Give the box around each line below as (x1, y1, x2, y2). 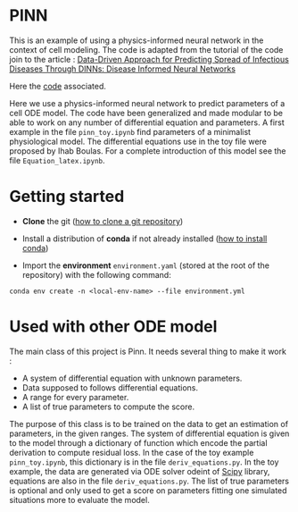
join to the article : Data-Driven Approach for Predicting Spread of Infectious (9, 54, 290, 64)
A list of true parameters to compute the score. (21, 401, 195, 412)
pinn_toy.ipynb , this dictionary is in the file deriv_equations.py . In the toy (9, 457, 279, 467)
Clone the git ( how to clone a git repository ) (21, 215, 184, 226)
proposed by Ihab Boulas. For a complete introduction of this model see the (9, 145, 287, 156)
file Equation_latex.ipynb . (9, 155, 105, 165)
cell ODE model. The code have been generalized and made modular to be (9, 107, 284, 118)
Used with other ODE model (9, 316, 218, 337)
